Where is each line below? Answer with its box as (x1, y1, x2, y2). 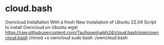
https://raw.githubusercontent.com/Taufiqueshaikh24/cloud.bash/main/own (5, 29, 159, 35)
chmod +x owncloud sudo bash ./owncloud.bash (29, 35, 128, 41)
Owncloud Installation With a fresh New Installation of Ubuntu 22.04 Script (5, 19, 157, 25)
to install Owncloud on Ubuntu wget (5, 24, 78, 30)
